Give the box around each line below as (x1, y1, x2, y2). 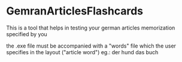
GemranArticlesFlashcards (6, 4, 144, 18)
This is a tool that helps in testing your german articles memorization (6, 24, 175, 31)
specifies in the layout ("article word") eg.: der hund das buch (6, 48, 159, 55)
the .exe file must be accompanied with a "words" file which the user (6, 42, 177, 49)
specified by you (6, 30, 48, 37)
